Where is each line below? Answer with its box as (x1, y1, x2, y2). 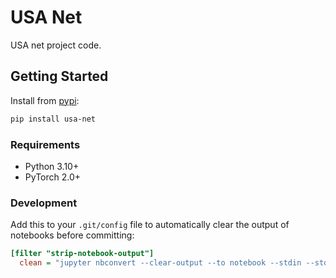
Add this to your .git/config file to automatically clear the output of (10, 219, 290, 231)
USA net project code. (10, 39, 102, 51)
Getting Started (10, 68, 109, 85)
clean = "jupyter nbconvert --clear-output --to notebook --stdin (19, 258, 302, 268)
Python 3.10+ (24, 160, 80, 172)
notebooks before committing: (10, 229, 135, 241)
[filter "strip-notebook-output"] (10, 249, 155, 259)
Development (10, 196, 78, 210)
